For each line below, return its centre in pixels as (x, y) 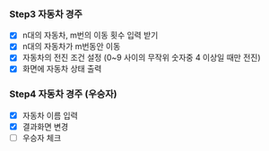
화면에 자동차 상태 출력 (62, 69)
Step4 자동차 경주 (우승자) (64, 94)
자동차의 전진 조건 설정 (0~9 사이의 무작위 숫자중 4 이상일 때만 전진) (142, 58)
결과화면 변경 (45, 126)
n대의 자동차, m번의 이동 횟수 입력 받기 (90, 35)
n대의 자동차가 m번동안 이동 (71, 46)
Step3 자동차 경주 (46, 13)
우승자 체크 (42, 138)
